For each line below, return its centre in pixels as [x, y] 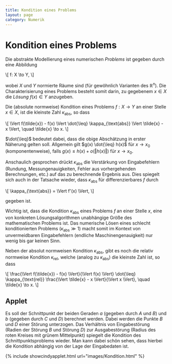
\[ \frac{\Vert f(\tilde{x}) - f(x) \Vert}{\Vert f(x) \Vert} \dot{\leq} [71, 274]
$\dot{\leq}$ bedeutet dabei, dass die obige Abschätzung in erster [76, 139]
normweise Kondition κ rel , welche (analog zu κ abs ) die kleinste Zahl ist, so [83, 258]
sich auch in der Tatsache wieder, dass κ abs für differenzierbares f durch [82, 180]
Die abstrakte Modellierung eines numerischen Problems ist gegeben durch [85, 59]
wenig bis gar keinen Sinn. [33, 241]
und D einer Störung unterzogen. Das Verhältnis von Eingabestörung [78, 324]
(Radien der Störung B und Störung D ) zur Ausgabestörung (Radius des [81, 330]
